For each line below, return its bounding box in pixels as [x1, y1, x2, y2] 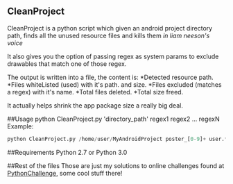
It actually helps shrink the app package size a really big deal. [7, 101, 184, 110]
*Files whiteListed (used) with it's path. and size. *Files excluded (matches [7, 80, 222, 89]
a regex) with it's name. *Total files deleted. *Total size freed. [7, 87, 184, 96]
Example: [7, 122, 34, 131]
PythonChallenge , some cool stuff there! [7, 169, 123, 177]
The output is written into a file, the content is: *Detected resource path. [7, 73, 214, 81]
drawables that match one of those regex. [7, 59, 127, 68]
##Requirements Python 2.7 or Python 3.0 [7, 148, 128, 156]
